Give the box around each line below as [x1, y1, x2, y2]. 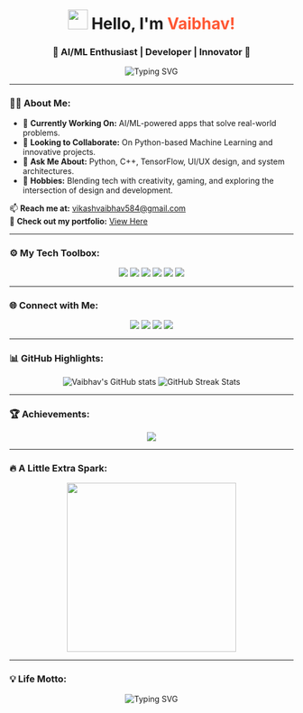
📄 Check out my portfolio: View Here [9, 215, 149, 226]
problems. [22, 127, 60, 138]
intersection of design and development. [22, 185, 173, 196]
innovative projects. [22, 146, 96, 157]
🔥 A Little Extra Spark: [9, 462, 108, 474]
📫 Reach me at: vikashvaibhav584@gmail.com [9, 203, 187, 214]
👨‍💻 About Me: [9, 97, 71, 110]
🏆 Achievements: [9, 407, 90, 420]
